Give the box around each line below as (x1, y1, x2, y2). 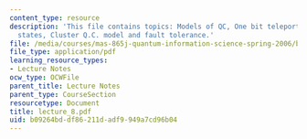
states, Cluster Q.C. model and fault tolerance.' (17, 30, 215, 39)
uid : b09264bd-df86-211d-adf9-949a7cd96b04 (9, 115, 178, 124)
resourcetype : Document (9, 98, 101, 108)
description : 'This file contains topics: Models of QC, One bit (9, 22, 263, 31)
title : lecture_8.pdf (9, 107, 92, 116)
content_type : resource (9, 13, 101, 23)
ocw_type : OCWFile (9, 73, 79, 82)
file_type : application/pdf (9, 48, 117, 57)
